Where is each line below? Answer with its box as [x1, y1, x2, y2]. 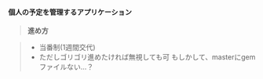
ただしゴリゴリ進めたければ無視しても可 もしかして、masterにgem [38, 52, 256, 62]
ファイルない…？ [38, 63, 94, 72]
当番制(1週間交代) [38, 43, 96, 52]
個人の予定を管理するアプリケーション [8, 7, 132, 16]
